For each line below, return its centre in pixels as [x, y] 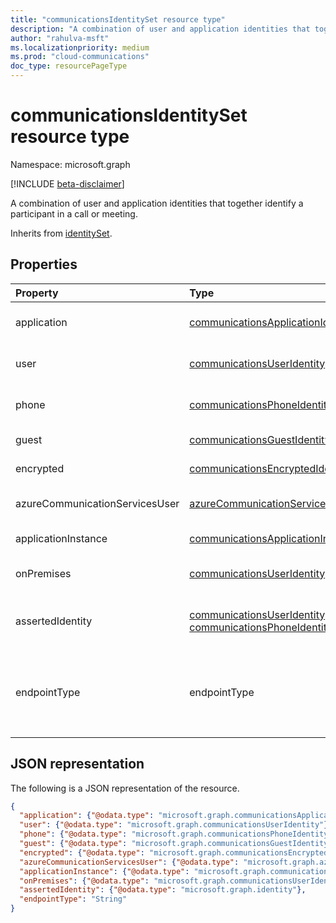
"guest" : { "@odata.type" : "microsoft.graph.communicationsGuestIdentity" [176, 844]
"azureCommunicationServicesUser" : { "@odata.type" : [129, 862]
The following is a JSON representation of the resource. [125, 788]
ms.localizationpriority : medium [80, 47]
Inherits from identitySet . [61, 233]
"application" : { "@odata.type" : [87, 816]
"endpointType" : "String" [73, 899]
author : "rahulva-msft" [60, 38]
